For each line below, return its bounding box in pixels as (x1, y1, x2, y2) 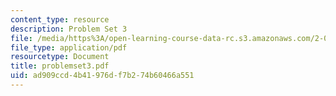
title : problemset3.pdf (10, 61, 110, 71)
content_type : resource (10, 14, 110, 25)
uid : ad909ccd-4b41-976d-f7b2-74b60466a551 (10, 71, 195, 81)
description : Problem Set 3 (10, 24, 128, 34)
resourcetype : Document (10, 52, 110, 62)
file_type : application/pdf (10, 42, 128, 53)
